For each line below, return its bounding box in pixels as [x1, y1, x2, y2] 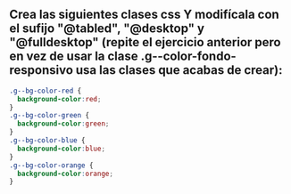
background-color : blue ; [17, 144, 105, 153]
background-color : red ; [17, 94, 102, 103]
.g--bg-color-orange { [9, 160, 94, 170]
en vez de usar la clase [9, 49, 138, 64]
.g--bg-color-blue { [9, 136, 87, 145]
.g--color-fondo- [140, 49, 237, 64]
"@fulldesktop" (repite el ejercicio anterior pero [9, 35, 281, 50]
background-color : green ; [17, 119, 110, 128]
